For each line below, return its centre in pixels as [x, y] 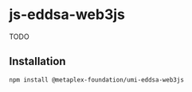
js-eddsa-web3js [67, 15]
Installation [37, 61]
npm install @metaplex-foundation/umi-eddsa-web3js [96, 80]
